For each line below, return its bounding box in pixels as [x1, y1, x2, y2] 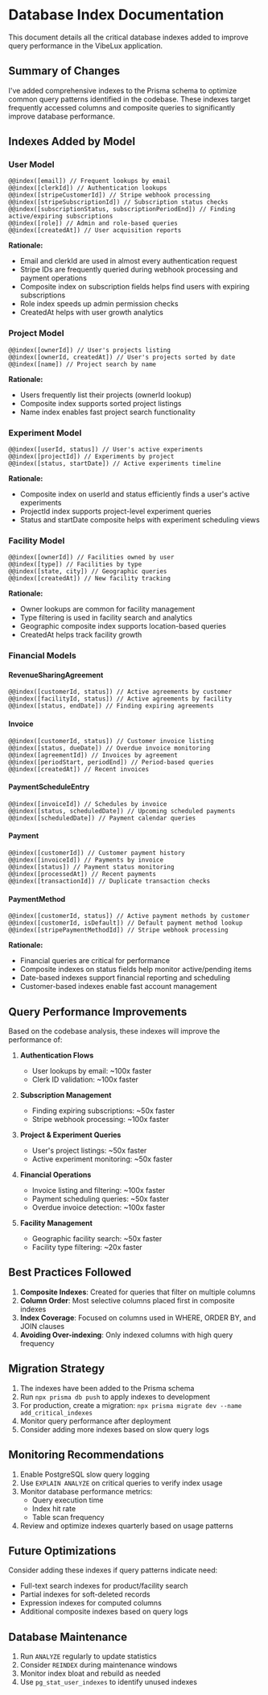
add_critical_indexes [19, 1409, 93, 1417]
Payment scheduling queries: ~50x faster [31, 1194, 169, 1204]
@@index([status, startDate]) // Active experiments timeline [8, 459, 221, 468]
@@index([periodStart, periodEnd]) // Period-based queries [8, 758, 215, 766]
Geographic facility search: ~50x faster [31, 1234, 163, 1244]
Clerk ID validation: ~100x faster [31, 1074, 139, 1085]
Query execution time [31, 1495, 104, 1505]
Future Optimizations [8, 1543, 117, 1557]
